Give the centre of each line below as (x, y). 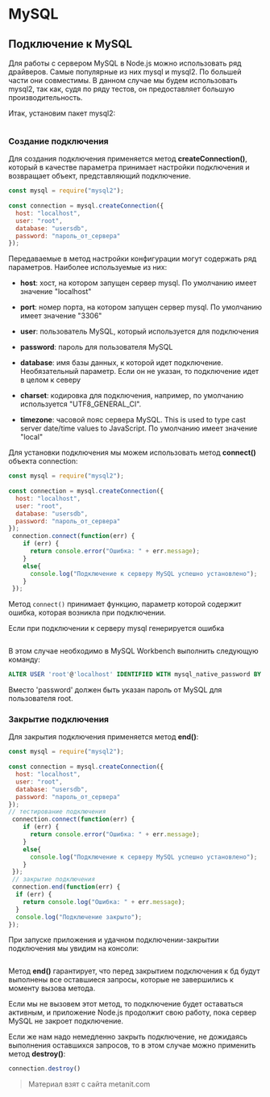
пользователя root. (41, 699)
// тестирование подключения (57, 812)
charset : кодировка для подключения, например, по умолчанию (132, 396)
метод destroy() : (37, 1054)
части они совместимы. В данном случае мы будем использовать (123, 80)
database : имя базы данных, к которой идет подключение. (122, 363)
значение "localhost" (56, 292)
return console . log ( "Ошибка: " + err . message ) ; (104, 902)
